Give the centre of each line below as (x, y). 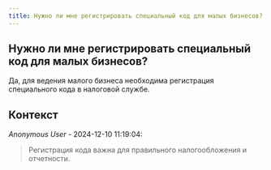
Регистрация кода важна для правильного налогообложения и (138, 150)
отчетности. (49, 159)
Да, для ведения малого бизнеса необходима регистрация (111, 81)
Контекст (33, 115)
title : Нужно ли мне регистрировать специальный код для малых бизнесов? (136, 16)
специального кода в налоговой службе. (79, 89)
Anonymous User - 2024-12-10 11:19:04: (76, 134)
